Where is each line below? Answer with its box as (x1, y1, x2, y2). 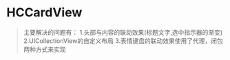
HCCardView (6, 5, 83, 20)
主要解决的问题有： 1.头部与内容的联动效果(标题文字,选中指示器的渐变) (23, 28, 223, 36)
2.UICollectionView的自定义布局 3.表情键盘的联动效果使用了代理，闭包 (23, 36, 223, 45)
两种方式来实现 (23, 45, 66, 53)
